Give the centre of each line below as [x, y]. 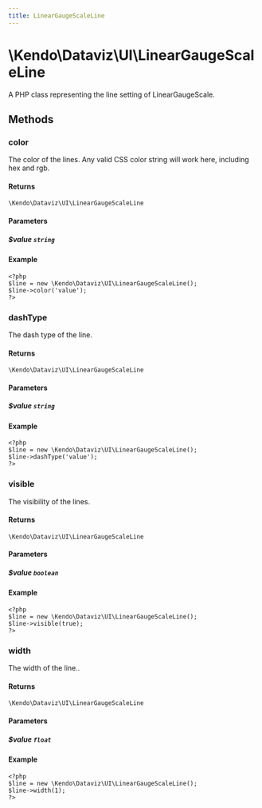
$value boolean [33, 572]
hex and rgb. [29, 168]
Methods [31, 119]
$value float [30, 739]
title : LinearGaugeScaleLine [57, 16]
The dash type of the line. [51, 334]
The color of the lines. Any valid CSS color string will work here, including [129, 160]
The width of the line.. [44, 668]
